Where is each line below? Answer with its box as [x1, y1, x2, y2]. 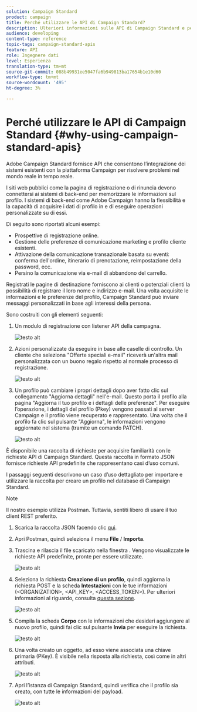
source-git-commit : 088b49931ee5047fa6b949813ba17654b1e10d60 [6, 69, 161, 75]
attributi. [14, 658, 35, 666]
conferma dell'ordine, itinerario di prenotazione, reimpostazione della [14, 257, 182, 264]
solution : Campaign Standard [6, 8, 77, 15]
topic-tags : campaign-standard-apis [6, 42, 96, 48]
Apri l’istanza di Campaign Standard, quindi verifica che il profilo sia [14, 681, 179, 688]
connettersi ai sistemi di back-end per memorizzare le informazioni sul [6, 190, 176, 197]
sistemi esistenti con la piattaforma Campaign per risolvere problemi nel [6, 166, 180, 174]
